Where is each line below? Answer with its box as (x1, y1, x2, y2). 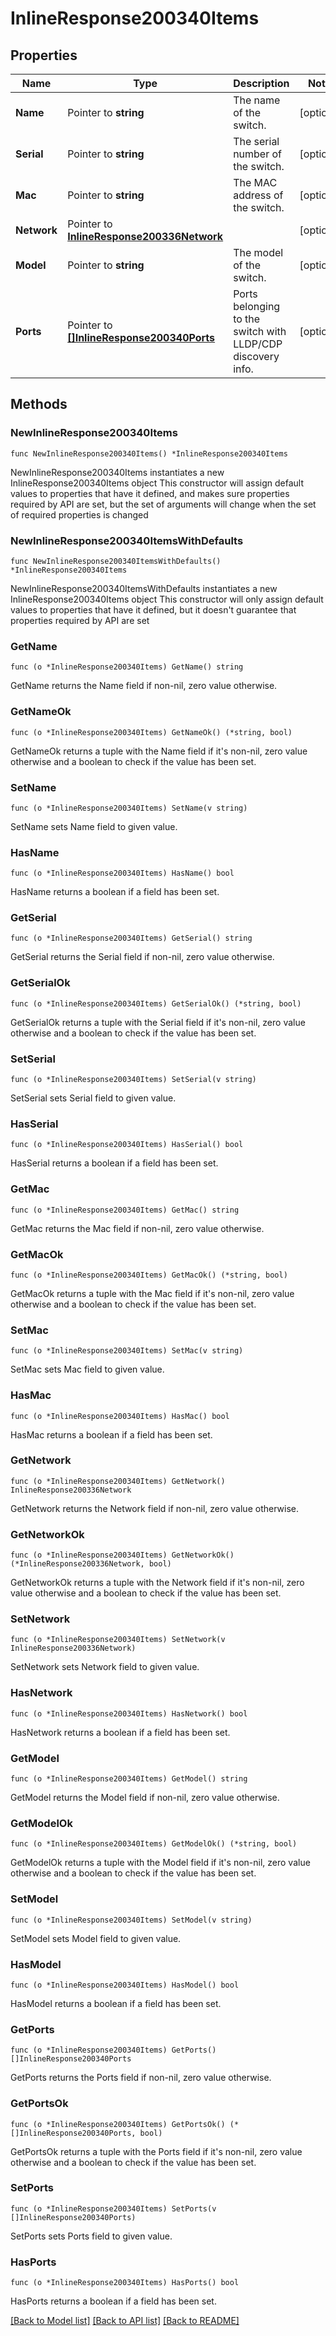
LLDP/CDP (233, 337, 283, 351)
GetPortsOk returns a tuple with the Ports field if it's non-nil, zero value (10, 2145, 303, 2157)
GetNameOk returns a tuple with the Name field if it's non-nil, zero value (10, 745, 308, 757)
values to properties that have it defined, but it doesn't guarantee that (10, 603, 297, 616)
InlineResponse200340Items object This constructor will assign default (10, 477, 304, 489)
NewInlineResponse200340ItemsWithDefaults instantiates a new (10, 582, 278, 594)
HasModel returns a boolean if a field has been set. (10, 1997, 222, 2009)
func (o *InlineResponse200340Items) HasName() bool (10, 868, 235, 879)
